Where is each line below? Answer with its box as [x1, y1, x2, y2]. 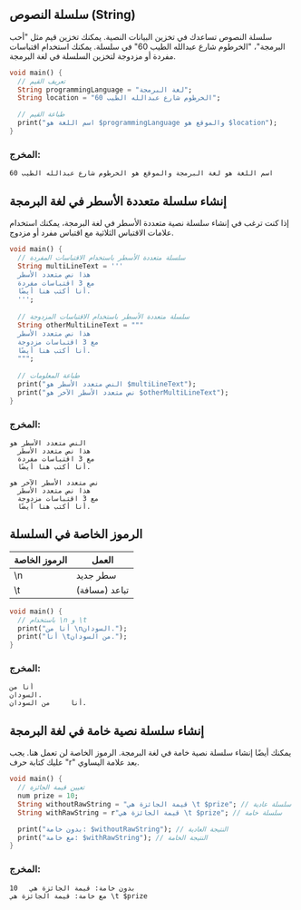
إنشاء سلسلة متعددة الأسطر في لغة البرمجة [9, 193, 227, 209]
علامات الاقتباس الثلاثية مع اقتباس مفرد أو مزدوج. [9, 227, 174, 239]
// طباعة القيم [17, 110, 65, 119]
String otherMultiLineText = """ [17, 320, 144, 329]
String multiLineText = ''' [17, 261, 124, 270]
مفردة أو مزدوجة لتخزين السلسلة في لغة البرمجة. [9, 50, 177, 62]
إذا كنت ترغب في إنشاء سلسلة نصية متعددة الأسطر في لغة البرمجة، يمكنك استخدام [9, 218, 290, 229]
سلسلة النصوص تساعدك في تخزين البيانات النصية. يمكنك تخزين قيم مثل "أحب [9, 31, 273, 42]
